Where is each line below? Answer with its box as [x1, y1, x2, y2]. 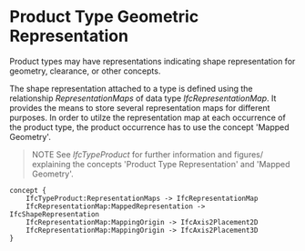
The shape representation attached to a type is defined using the [9, 83, 253, 94]
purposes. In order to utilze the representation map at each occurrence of [9, 112, 287, 123]
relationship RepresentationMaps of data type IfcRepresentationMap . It [9, 93, 277, 104]
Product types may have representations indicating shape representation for [9, 55, 296, 66]
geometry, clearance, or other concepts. [9, 65, 161, 76]
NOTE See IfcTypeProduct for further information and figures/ [31, 148, 264, 160]
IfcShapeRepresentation [9, 209, 100, 219]
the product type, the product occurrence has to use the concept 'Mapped [9, 121, 290, 133]
